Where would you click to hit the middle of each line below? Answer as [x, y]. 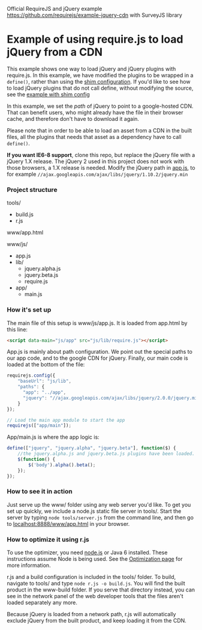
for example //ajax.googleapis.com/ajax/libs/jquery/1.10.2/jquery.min [97, 174]
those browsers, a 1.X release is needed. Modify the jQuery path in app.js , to [101, 167]
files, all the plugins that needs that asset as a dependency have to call [94, 137]
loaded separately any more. [42, 603]
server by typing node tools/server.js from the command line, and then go [100, 517]
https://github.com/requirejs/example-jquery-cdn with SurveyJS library [94, 15]
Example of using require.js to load [95, 39]
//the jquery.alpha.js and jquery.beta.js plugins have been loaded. [106, 454]
